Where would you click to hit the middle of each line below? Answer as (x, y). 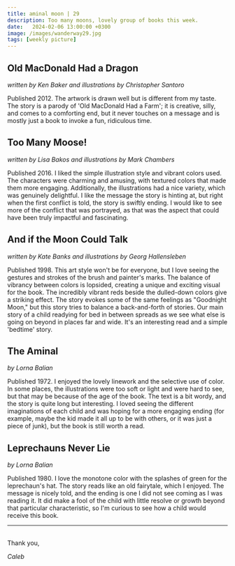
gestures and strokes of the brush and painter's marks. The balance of (109, 277)
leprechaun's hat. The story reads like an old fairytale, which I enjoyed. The (116, 486)
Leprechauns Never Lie (59, 448)
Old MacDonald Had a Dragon (73, 68)
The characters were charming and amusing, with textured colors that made (117, 180)
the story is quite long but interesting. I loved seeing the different (100, 404)
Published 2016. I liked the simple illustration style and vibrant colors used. (115, 173)
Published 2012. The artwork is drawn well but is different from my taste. (112, 98)
